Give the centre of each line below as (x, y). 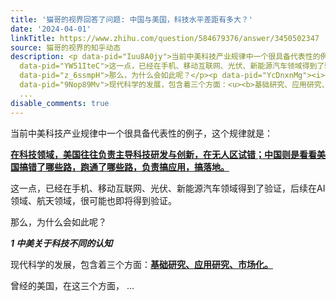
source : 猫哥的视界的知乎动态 (66, 47)
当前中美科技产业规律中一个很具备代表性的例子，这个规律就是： (141, 133)
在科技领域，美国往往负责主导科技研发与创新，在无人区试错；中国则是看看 (163, 154)
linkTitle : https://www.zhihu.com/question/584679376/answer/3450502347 (165, 38)
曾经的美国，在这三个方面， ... (72, 285)
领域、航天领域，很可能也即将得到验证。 (93, 200)
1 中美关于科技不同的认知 (61, 243)
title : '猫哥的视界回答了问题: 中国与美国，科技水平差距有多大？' (131, 19)
